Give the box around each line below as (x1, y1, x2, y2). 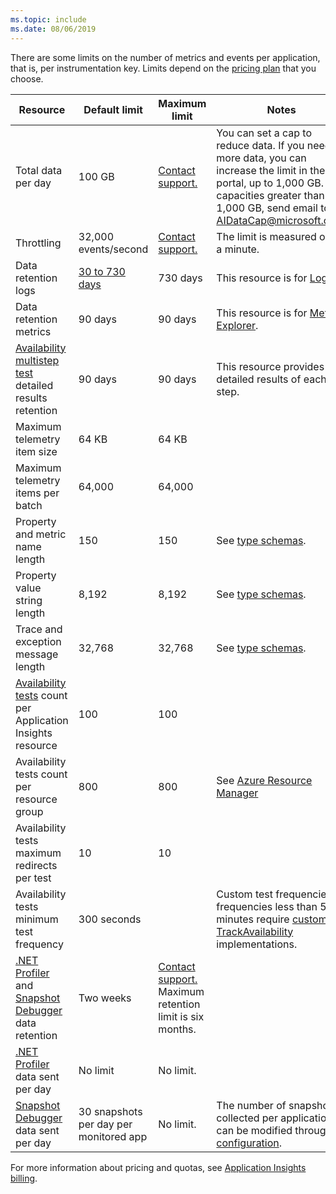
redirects (15, 858, 58, 872)
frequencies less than (216, 899, 318, 913)
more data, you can (216, 151, 307, 165)
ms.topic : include (10, 14, 87, 25)
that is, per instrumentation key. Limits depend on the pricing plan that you (10, 62, 317, 74)
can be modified (216, 1123, 293, 1137)
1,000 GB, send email (216, 201, 318, 215)
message (15, 647, 59, 661)
